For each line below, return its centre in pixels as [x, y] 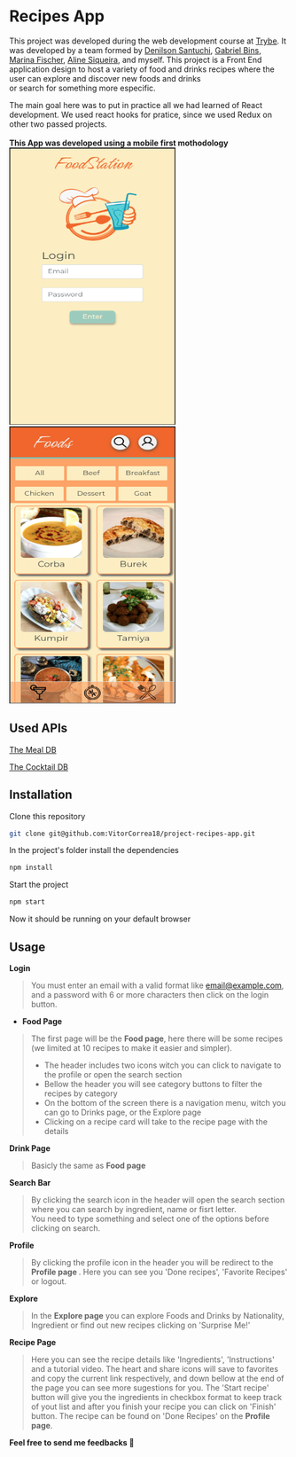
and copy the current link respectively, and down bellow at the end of [157, 1378]
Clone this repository [47, 816]
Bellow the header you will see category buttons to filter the [153, 1084]
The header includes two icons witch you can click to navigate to [163, 1065]
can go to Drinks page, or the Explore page [123, 1112]
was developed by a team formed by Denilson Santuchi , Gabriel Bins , [135, 50]
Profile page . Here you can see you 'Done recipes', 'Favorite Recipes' [159, 1272]
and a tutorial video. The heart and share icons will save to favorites [155, 1369]
